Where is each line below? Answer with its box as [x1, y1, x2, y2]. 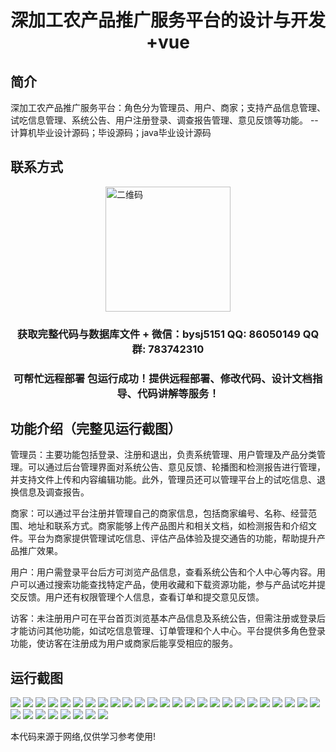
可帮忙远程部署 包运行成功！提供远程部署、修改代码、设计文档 [13, 371, 313, 385]
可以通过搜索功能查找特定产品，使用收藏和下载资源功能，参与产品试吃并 [18, 579, 317, 591]
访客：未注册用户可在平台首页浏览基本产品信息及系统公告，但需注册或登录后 [10, 612, 326, 625]
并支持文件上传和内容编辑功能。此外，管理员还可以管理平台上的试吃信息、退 [10, 474, 326, 486]
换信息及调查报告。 [10, 486, 90, 498]
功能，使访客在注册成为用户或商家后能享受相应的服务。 [10, 637, 238, 650]
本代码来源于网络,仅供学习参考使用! [10, 731, 157, 743]
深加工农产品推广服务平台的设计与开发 [10, 9, 327, 32]
